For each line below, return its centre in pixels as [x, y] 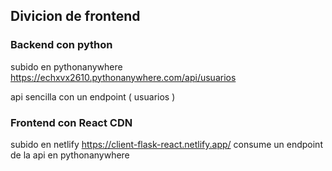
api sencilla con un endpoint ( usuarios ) [93, 96]
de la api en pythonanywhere [70, 155]
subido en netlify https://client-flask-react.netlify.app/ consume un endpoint [166, 144]
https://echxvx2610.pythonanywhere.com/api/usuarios [123, 77]
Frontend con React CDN [71, 122]
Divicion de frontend [75, 16]
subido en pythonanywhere [66, 66]
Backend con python [61, 45]
